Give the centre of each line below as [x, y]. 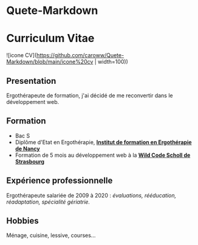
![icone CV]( [22, 55]
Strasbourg [29, 161]
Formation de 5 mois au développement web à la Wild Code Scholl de [103, 155]
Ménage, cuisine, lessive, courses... [51, 235]
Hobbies [23, 220]
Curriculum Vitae [50, 39]
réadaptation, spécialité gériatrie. [48, 202]
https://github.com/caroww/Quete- [80, 55]
